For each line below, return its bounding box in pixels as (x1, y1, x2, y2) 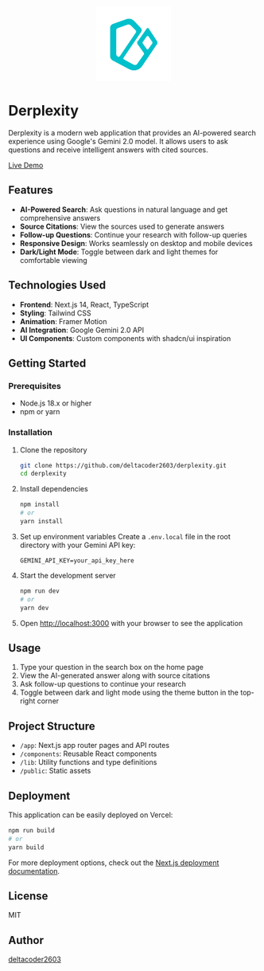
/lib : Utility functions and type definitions (19, 758, 157, 767)
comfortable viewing (19, 255, 87, 264)
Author (8, 934, 44, 947)
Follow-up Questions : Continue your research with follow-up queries (19, 229, 248, 240)
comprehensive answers (19, 213, 101, 222)
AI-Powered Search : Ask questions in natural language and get (19, 205, 228, 214)
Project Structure (8, 719, 95, 733)
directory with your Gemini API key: (19, 540, 136, 550)
